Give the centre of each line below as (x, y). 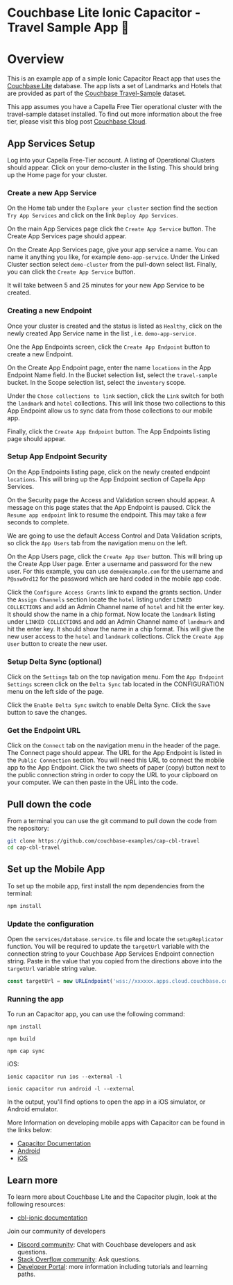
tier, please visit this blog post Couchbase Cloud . (77, 122)
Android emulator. (33, 1109)
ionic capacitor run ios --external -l (65, 1077)
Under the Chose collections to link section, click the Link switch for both (115, 396)
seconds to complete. (38, 522)
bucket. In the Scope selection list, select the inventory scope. (96, 382)
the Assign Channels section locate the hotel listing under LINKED (100, 599)
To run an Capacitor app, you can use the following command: (96, 1014)
